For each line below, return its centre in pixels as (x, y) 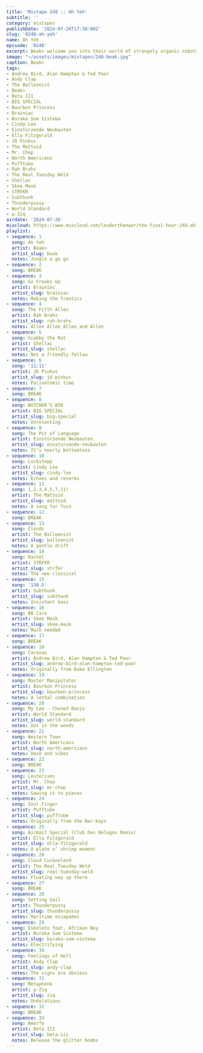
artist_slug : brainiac (40, 293)
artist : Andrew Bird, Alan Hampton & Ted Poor (71, 658)
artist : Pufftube (34, 810)
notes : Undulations (36, 1001)
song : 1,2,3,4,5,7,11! (40, 490)
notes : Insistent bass (40, 602)
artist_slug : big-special (44, 416)
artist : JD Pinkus (35, 371)
